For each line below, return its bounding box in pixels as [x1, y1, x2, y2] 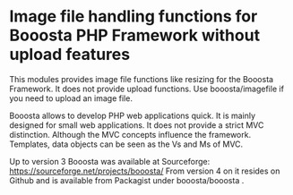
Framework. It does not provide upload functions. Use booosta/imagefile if [9, 83, 285, 94]
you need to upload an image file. [9, 92, 133, 104]
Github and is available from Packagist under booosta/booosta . [9, 174, 245, 185]
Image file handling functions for [9, 6, 258, 27]
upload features [9, 45, 131, 64]
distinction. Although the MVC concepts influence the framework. [9, 129, 252, 140]
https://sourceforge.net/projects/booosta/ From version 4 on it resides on [9, 165, 280, 176]
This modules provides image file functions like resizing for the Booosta [9, 73, 274, 84]
